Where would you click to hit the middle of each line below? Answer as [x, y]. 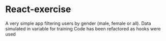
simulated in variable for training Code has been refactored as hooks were [83, 28]
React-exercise [38, 9]
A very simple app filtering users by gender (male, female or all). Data [78, 23]
